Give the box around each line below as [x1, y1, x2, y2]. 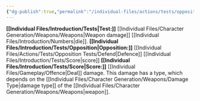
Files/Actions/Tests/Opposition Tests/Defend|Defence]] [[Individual [6, 50, 171, 57]
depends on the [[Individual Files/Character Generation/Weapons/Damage [6, 75, 189, 83]
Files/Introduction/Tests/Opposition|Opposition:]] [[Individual [6, 44, 162, 51]
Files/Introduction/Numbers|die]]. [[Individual [6, 37, 118, 45]
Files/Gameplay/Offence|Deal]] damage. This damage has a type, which [6, 69, 183, 76]
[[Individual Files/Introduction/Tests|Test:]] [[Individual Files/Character [6, 25, 185, 32]
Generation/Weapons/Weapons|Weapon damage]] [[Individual [6, 31, 160, 39]
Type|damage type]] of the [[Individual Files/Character [6, 81, 140, 89]
